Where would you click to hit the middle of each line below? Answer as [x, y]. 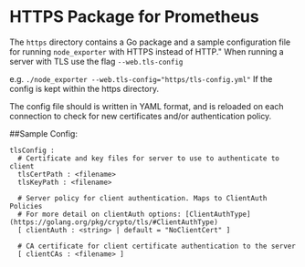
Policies [26, 206]
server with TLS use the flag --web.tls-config [96, 61]
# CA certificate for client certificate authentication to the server [157, 246]
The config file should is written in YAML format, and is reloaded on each [147, 106]
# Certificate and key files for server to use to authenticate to [149, 158]
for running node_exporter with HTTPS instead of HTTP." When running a [147, 51]
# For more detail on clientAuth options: [100, 214]
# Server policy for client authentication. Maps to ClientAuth [142, 198]
